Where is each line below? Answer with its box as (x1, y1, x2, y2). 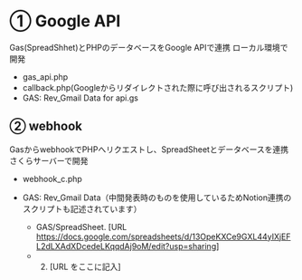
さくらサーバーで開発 (9, 155, 89, 166)
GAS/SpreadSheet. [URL (35, 221, 127, 232)
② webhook (9, 119, 83, 134)
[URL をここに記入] (49, 261, 121, 272)
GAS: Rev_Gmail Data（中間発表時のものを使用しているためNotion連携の (22, 192, 292, 203)
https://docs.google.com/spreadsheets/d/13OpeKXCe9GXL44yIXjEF (35, 231, 291, 242)
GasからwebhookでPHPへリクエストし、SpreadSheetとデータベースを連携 (9, 143, 289, 155)
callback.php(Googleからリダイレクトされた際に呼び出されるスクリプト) (22, 82, 294, 92)
